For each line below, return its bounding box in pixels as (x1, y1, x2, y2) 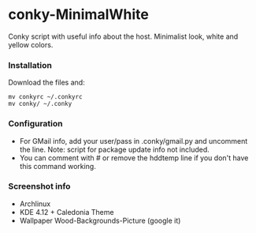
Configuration (8, 118, 63, 130)
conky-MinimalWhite (8, 6, 150, 24)
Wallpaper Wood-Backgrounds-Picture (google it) (19, 216, 181, 225)
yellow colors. (8, 39, 54, 49)
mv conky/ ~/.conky (8, 100, 72, 108)
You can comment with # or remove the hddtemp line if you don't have (19, 152, 249, 163)
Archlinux (19, 199, 51, 209)
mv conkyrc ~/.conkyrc (8, 93, 83, 101)
